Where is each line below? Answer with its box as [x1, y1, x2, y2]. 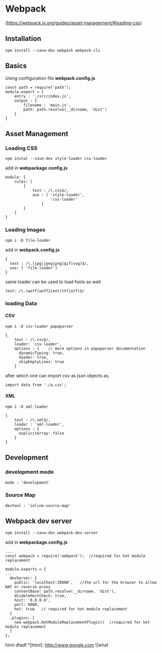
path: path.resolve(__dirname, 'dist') [23, 107, 107, 112]
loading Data [5, 300, 37, 307]
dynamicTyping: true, [18, 350, 65, 356]
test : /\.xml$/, [14, 417, 51, 422]
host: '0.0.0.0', [14, 597, 51, 602]
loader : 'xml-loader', [14, 422, 65, 427]
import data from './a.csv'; [5, 382, 67, 387]
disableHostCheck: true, [14, 593, 67, 598]
